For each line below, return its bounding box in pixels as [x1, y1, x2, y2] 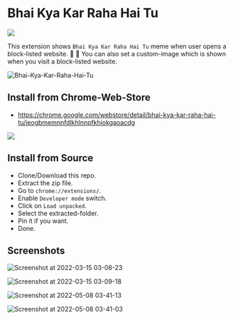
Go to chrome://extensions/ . [17, 186, 102, 195]
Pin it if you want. [17, 216, 69, 225]
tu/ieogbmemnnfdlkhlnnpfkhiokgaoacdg [17, 118, 136, 126]
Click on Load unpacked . [17, 201, 87, 210]
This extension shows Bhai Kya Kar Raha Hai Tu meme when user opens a [7, 41, 227, 51]
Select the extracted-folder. [17, 209, 99, 217]
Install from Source [7, 152, 94, 165]
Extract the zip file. [17, 178, 73, 187]
